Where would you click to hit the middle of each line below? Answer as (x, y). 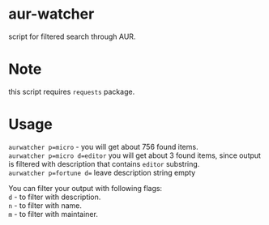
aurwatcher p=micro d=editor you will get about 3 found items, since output (135, 155)
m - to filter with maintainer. (53, 214)
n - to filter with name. (45, 205)
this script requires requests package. (72, 91)
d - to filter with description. (55, 197)
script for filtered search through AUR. (72, 36)
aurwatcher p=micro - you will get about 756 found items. (103, 146)
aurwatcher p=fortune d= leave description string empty (102, 172)
